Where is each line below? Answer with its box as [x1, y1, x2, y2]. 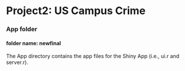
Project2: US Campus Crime [6, 4, 146, 18]
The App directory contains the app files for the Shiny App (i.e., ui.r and [6, 53, 180, 60]
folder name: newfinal [6, 39, 61, 46]
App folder [6, 25, 38, 33]
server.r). [6, 59, 28, 66]
